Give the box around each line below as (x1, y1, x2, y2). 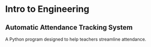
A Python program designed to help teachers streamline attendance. (5, 36, 146, 42)
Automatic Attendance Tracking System (5, 23, 133, 32)
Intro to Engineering (5, 3, 89, 15)
